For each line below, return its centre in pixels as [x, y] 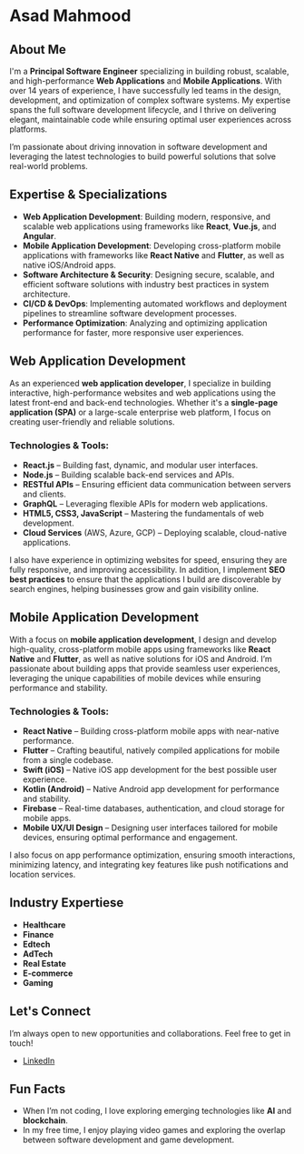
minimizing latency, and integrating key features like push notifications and [149, 865]
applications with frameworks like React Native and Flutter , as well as [153, 255]
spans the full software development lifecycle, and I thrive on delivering [143, 110]
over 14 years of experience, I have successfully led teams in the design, [145, 90]
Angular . [39, 236]
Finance [38, 934]
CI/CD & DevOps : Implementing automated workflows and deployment [155, 303]
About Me [38, 50]
